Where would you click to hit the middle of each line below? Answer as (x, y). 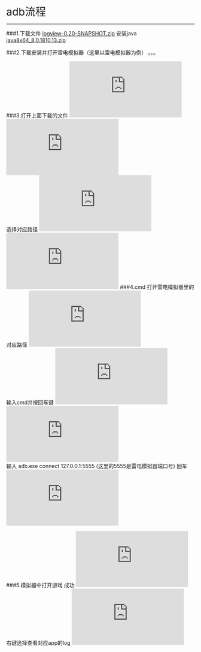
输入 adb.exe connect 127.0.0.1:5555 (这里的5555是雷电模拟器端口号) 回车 (97, 466)
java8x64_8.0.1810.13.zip (36, 40)
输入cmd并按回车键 (30, 402)
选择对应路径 (22, 229)
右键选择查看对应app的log (38, 643)
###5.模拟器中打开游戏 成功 (40, 585)
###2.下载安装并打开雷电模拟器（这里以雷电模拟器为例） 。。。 (83, 52)
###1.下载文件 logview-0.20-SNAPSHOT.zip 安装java (71, 33)
